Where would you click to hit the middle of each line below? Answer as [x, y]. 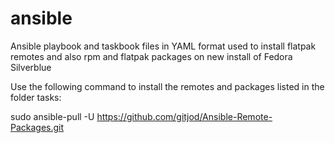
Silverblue [31, 67]
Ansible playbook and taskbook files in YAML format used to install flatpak [163, 46]
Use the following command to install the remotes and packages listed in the [167, 86]
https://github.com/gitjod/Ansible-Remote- [184, 116]
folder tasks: [36, 97]
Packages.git [37, 127]
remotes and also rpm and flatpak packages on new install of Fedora [151, 56]
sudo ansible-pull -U [52, 116]
